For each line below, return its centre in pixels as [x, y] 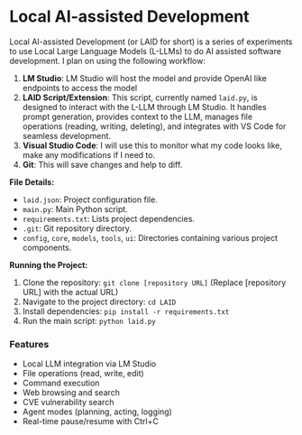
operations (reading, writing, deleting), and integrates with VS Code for [154, 126]
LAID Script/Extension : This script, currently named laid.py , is [140, 97]
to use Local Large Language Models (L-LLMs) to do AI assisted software [146, 51]
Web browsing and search [71, 393]
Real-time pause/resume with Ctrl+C [91, 421]
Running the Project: [49, 264]
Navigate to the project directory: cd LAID [99, 301]
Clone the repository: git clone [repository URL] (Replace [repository [154, 282]
